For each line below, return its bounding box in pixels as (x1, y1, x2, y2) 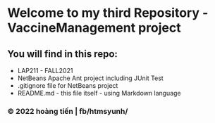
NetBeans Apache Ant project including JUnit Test (17, 74, 164, 82)
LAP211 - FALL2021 (17, 67, 73, 75)
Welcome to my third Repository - (7, 5, 209, 21)
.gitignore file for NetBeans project (17, 82, 118, 89)
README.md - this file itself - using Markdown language (17, 89, 181, 97)
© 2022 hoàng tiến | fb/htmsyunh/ (7, 106, 128, 116)
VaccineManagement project (7, 20, 181, 36)
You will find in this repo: (7, 48, 118, 60)
